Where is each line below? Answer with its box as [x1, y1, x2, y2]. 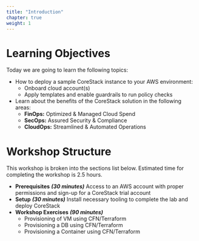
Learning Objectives [6, 46, 110, 60]
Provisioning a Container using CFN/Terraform [24, 228, 141, 236]
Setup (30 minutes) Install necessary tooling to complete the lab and [15, 195, 188, 203]
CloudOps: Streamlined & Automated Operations [24, 123, 147, 131]
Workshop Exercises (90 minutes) [15, 209, 104, 216]
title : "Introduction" [6, 8, 64, 15]
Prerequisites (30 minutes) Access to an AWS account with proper [15, 183, 184, 190]
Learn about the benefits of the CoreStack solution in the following [15, 98, 182, 105]
